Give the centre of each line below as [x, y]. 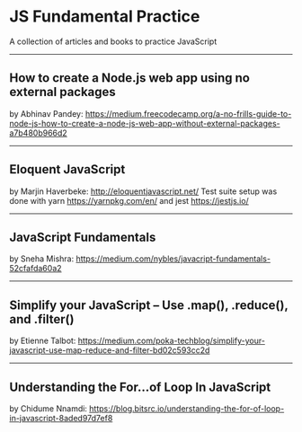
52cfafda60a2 [36, 269]
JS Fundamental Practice [105, 17]
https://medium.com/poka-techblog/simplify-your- [171, 341]
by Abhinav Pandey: [46, 113]
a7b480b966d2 [38, 133]
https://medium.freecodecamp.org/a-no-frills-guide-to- [188, 113]
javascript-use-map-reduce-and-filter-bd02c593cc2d [110, 350]
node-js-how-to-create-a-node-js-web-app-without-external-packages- [145, 123]
